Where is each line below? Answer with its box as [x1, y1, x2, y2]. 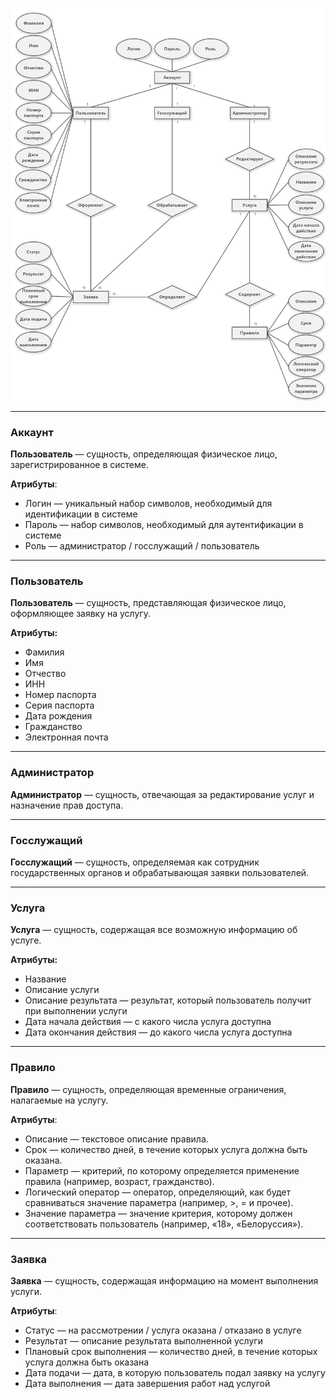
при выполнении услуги [24, 1005, 128, 1017]
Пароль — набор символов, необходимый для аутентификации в [24, 519, 304, 531]
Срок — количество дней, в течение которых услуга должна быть [24, 1143, 308, 1155]
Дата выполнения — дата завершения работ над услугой [24, 1377, 271, 1389]
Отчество [24, 668, 67, 680]
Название [24, 973, 67, 985]
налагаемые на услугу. [10, 1094, 109, 1106]
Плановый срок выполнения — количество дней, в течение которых [24, 1345, 318, 1357]
